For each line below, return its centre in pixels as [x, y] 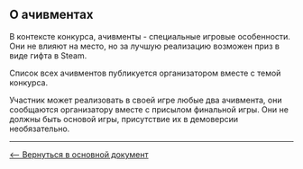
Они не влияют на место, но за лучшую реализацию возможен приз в [144, 46]
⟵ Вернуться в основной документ [79, 154]
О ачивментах [51, 15]
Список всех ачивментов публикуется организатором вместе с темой [145, 73]
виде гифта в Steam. [48, 55]
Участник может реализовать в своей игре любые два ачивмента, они [146, 100]
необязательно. [40, 129]
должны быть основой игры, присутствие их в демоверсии [124, 119]
